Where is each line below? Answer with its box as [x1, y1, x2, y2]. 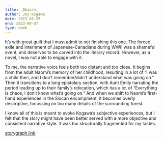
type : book [5, 26, 27, 30]
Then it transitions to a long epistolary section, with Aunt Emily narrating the [5, 80, 159, 86]
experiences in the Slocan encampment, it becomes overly [16, 95, 136, 101]
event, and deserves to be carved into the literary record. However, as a [5, 50, 151, 56]
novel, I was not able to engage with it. [5, 55, 83, 60]
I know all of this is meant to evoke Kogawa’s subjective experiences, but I [5, 110, 155, 116]
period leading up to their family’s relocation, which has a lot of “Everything [5, 85, 157, 91]
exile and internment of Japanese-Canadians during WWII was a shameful [5, 44, 156, 50]
